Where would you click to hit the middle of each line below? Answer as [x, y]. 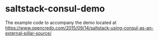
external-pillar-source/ [28, 33]
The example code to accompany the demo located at [61, 22]
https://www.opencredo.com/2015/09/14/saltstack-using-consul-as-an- [79, 27]
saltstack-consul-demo [55, 9]
